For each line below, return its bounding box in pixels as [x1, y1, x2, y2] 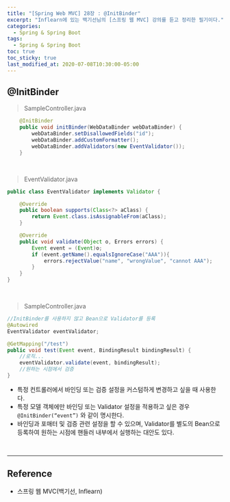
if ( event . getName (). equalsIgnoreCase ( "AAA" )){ [31, 251, 170, 258]
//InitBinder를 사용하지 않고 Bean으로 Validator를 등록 [7, 315, 156, 322]
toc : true [7, 49, 36, 55]
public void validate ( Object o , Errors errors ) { [19, 238, 164, 245]
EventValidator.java [23, 175, 78, 183]
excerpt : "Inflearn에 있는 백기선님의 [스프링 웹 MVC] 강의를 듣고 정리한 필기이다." [7, 16, 224, 23]
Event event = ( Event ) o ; [31, 244, 103, 252]
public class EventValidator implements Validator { [7, 188, 161, 195]
